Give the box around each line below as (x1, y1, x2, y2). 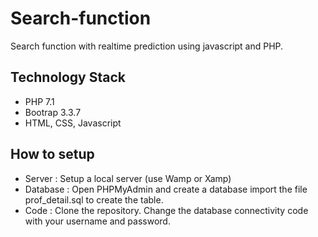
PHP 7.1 (24, 95, 55, 107)
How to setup (10, 146, 95, 163)
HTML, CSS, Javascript (24, 117, 122, 129)
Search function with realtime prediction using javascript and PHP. (10, 40, 284, 52)
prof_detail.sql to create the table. (24, 193, 164, 206)
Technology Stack (10, 69, 126, 86)
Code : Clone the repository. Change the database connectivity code (24, 204, 309, 216)
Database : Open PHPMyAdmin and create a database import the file (24, 183, 308, 195)
